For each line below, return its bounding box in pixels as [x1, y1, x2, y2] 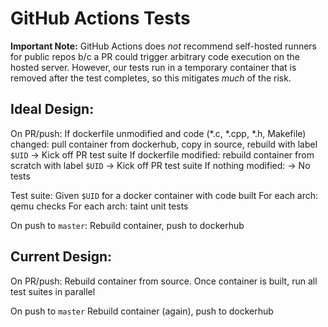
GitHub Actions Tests [10, 7, 191, 30]
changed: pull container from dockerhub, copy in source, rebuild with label [10, 138, 318, 150]
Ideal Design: [10, 101, 95, 118]
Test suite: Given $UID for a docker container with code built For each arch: [10, 189, 319, 201]
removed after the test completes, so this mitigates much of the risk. [10, 72, 292, 84]
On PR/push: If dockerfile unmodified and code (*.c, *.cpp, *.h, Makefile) [10, 127, 307, 139]
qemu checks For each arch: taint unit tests [10, 200, 189, 212]
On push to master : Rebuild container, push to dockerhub [10, 219, 245, 231]
